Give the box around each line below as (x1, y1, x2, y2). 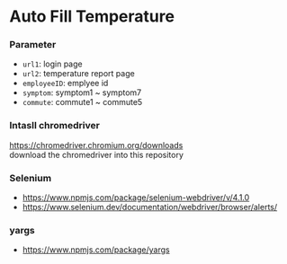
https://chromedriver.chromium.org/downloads (9, 139, 184, 150)
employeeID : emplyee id (22, 78, 109, 89)
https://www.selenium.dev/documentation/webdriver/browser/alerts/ (22, 202, 278, 213)
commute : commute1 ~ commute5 (22, 97, 143, 108)
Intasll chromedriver (9, 119, 101, 132)
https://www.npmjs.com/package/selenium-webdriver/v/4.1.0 (22, 192, 250, 203)
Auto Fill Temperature (9, 6, 175, 27)
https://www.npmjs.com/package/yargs (22, 244, 170, 255)
